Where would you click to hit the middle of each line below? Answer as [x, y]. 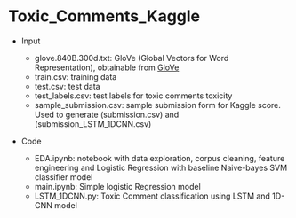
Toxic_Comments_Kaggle [104, 16]
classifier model [64, 177]
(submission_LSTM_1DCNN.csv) [93, 124]
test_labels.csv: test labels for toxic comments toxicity [133, 96]
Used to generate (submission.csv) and [107, 114]
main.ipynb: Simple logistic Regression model [117, 186]
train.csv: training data [76, 76]
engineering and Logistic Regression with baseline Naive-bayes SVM [161, 167]
